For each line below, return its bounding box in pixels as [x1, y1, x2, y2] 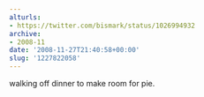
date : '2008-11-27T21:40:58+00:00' [9, 46, 140, 55]
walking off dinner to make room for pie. [9, 78, 155, 88]
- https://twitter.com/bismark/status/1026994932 [9, 21, 196, 30]
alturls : [9, 12, 42, 22]
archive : [9, 29, 42, 38]
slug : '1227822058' [9, 54, 81, 63]
